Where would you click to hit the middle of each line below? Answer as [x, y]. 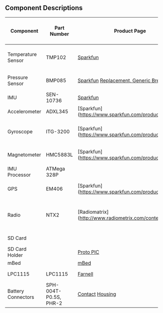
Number [59, 34]
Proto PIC [88, 252]
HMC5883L [59, 154]
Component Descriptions [44, 8]
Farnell [85, 274]
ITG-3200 [58, 131]
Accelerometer [24, 111]
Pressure [18, 77]
